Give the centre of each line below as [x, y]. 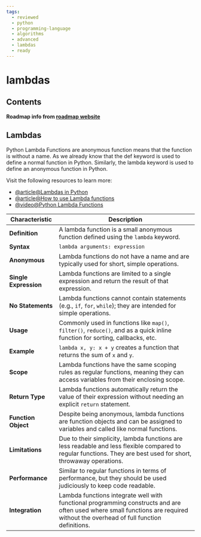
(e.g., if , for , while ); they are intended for [118, 305]
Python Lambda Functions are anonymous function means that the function [99, 149]
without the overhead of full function [110, 517]
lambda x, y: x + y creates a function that [119, 347]
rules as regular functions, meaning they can [121, 372]
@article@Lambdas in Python [51, 192]
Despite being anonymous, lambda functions [121, 414]
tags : [13, 12]
